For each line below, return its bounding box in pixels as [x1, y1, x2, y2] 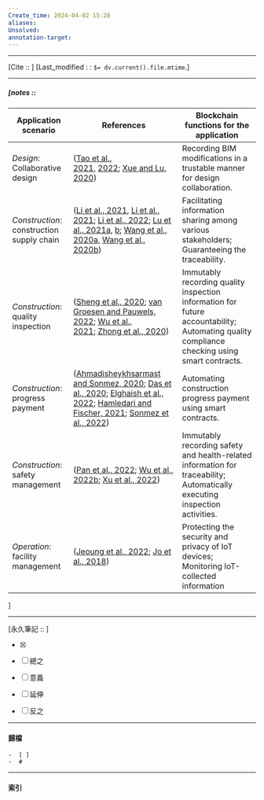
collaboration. [181, 182, 233, 194]
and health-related [181, 450, 252, 461]
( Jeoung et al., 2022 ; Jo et [73, 546, 171, 557]
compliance [181, 336, 225, 347]
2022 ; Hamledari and [73, 398, 152, 409]
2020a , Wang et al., [73, 234, 146, 245]
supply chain [12, 234, 60, 245]
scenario [22, 125, 57, 136]
